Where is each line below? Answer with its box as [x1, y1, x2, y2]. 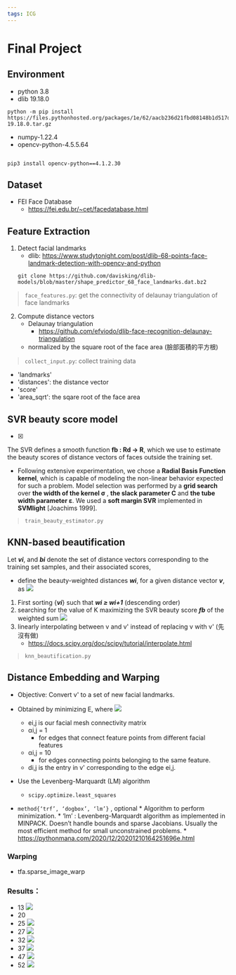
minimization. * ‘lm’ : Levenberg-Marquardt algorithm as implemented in [17, 811, 226, 820]
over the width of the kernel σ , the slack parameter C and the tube [17, 489, 216, 497]
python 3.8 [17, 87, 49, 96]
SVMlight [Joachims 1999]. [17, 504, 98, 513]
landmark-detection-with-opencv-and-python [27, 259, 162, 268]
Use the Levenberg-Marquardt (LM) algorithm [17, 777, 150, 785]
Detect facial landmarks [17, 244, 86, 253]
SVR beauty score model [7, 413, 118, 425]
